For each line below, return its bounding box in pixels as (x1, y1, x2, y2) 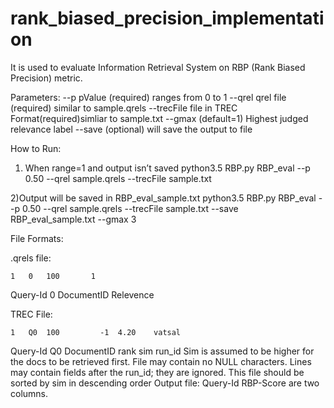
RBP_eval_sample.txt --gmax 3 (10, 213, 137, 225)
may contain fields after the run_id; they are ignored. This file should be (10, 366, 305, 378)
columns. (10, 387, 49, 399)
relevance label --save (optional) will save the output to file (10, 123, 253, 135)
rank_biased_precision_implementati (10, 7, 325, 30)
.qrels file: (10, 252, 52, 264)
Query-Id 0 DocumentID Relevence (10, 288, 155, 301)
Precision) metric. (10, 72, 83, 84)
